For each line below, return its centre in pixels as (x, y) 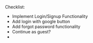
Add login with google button (41, 21)
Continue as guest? (31, 32)
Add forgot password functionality (46, 27)
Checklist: (15, 7)
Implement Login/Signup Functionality (50, 16)
